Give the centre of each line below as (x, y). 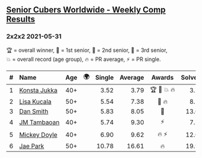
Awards (163, 78)
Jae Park (32, 146)
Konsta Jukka (38, 90)
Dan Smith (34, 111)
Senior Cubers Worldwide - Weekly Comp (86, 10)
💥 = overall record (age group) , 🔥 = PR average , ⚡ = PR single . (84, 59)
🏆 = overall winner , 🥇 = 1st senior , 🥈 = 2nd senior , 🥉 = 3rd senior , (87, 50)
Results (21, 20)
